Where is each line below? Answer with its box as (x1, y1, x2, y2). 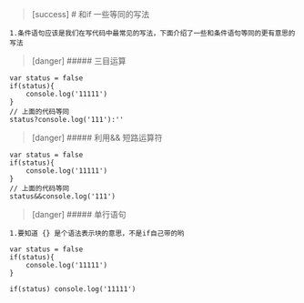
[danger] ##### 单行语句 (31, 209, 127, 219)
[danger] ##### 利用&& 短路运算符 (31, 132, 163, 143)
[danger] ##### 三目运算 (31, 56, 127, 66)
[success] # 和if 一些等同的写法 (31, 9, 150, 19)
